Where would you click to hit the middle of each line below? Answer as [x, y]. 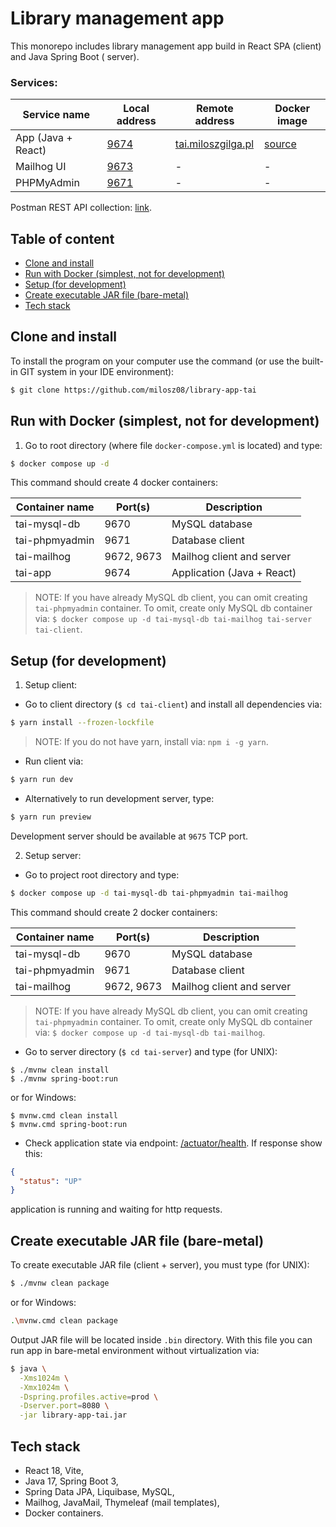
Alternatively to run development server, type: [119, 798]
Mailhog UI [41, 167]
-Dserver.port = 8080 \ [64, 1406]
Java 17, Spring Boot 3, [71, 1481]
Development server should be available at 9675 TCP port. [129, 836]
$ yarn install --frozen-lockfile [82, 723]
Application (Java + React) [234, 573]
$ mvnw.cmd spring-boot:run [69, 1124]
